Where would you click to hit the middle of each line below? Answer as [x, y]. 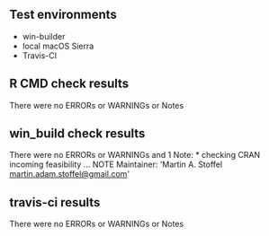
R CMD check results [69, 84]
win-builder [44, 36]
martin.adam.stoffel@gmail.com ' [70, 174]
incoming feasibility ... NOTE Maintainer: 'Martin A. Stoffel [116, 164]
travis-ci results [55, 202]
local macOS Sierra [58, 46]
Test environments [63, 15]
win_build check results [77, 134]
